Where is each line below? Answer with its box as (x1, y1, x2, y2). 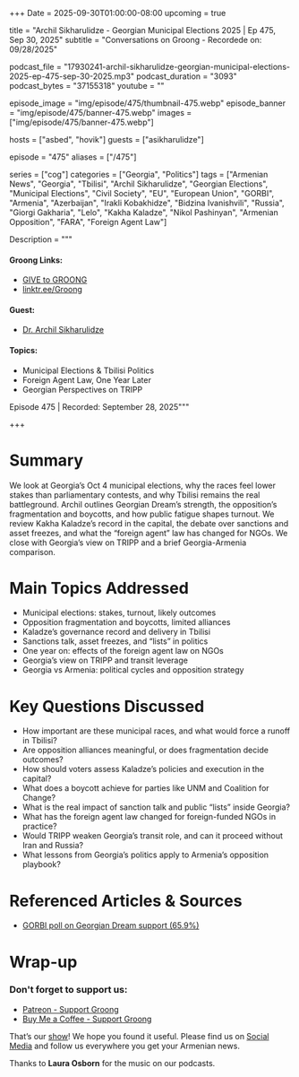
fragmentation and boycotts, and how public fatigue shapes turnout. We (9, 508, 275, 519)
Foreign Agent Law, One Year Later (21, 374, 152, 385)
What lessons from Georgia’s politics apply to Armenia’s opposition (21, 849, 269, 860)
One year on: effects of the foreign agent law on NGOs (21, 646, 224, 656)
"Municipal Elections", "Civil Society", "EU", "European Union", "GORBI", (9, 188, 275, 198)
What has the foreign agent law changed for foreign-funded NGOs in (21, 812, 277, 822)
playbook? (21, 859, 61, 870)
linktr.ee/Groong (21, 284, 83, 295)
